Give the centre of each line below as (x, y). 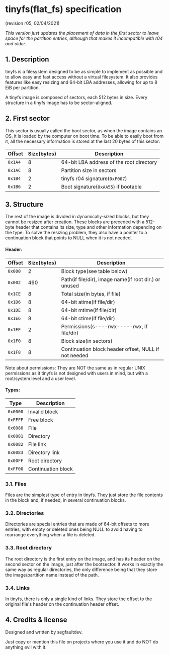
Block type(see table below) (94, 271)
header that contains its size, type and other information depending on (89, 227)
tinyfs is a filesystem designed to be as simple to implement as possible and (84, 71)
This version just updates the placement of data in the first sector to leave (82, 33)
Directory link (44, 452)
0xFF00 (16, 469)
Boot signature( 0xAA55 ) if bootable (101, 186)
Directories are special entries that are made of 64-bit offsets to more (77, 524)
